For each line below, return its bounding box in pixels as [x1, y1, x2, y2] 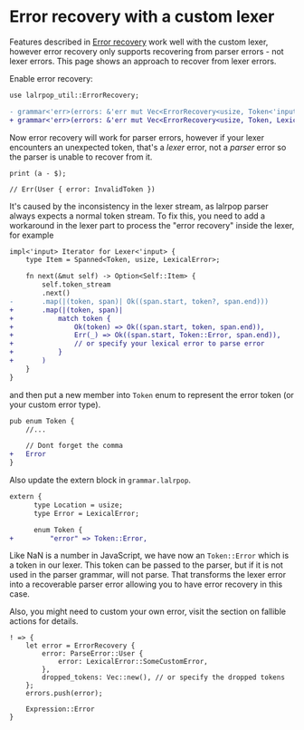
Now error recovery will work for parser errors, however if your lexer [9, 131, 265, 142]
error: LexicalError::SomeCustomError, [57, 657, 208, 667]
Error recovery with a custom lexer [9, 6, 275, 27]
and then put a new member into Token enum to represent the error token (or [9, 389, 294, 400]
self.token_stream [42, 280, 111, 289]
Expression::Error [25, 705, 95, 714]
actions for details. [9, 616, 79, 627]
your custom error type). [9, 399, 101, 410]
